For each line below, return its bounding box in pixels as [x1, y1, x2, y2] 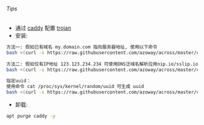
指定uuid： [6, 78, 32, 84]
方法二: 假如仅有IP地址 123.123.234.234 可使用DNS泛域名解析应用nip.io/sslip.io [6, 61, 199, 67]
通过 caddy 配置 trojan [15, 24, 72, 32]
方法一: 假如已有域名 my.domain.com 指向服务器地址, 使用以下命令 [6, 44, 158, 50]
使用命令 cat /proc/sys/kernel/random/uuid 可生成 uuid [6, 84, 144, 90]
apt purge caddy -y [6, 113, 56, 120]
